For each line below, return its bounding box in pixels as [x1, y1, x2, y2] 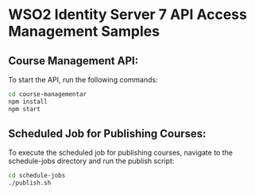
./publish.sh [8, 179, 52, 187]
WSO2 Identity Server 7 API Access [8, 6, 248, 24]
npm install [8, 97, 48, 105]
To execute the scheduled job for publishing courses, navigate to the [8, 148, 233, 158]
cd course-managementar [8, 90, 87, 98]
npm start [8, 105, 41, 113]
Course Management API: [8, 54, 139, 67]
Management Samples [8, 22, 160, 40]
